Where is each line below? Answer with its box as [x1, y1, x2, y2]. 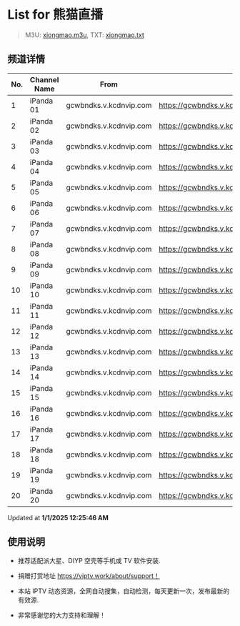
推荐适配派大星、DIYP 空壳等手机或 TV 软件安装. [17, 556, 161, 565]
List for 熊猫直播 [7, 6, 104, 23]
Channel [29, 74, 59, 84]
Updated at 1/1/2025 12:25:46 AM [7, 513, 109, 522]
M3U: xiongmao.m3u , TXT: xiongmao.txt [24, 30, 144, 39]
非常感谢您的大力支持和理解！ [17, 610, 106, 619]
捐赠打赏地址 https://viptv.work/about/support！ [17, 571, 161, 580]
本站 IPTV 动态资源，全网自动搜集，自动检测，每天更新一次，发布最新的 [17, 587, 230, 595]
